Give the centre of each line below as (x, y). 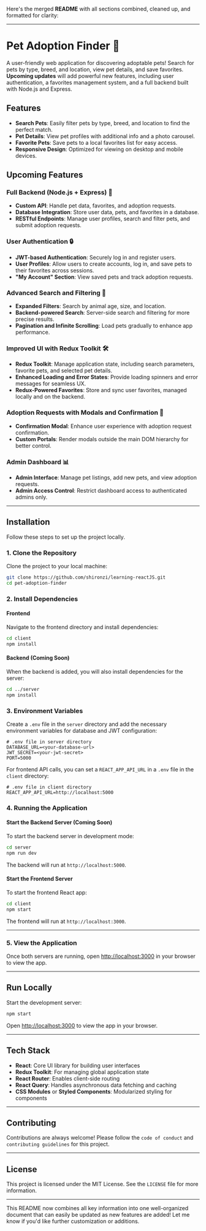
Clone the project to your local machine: (57, 566)
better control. (33, 446)
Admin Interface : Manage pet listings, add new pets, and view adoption (106, 477)
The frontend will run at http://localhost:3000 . (66, 921)
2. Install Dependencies (42, 599)
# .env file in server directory (49, 742)
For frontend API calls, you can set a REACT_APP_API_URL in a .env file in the (100, 769)
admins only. (31, 497)
